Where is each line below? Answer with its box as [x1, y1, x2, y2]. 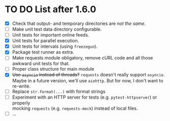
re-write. [12, 83, 31, 89]
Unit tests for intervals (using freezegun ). [12, 43, 98, 49]
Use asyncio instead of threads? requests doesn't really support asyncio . [12, 72, 165, 78]
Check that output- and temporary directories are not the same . [12, 20, 146, 26]
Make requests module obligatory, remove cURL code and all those [12, 55, 153, 61]
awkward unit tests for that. [12, 60, 70, 67]
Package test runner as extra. [12, 49, 74, 55]
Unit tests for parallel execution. [12, 38, 79, 44]
